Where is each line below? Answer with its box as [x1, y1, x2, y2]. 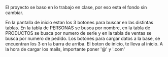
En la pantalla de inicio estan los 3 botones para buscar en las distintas [5, 20, 154, 25]
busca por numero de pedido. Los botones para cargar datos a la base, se [5, 35, 160, 41]
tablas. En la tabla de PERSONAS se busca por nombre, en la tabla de [5, 25, 151, 31]
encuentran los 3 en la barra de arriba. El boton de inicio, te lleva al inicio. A [5, 41, 163, 47]
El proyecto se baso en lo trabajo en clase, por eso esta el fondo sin [5, 5, 147, 10]
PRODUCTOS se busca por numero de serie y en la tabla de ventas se [5, 30, 152, 36]
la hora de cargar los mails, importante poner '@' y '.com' [5, 46, 125, 52]
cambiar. [5, 10, 24, 16]
